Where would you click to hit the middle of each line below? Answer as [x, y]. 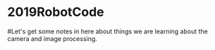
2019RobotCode [56, 12]
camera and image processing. [52, 38]
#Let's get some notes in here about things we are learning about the [107, 31]
